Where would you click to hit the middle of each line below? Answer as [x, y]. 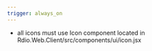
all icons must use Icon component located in [81, 33]
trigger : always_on [35, 13]
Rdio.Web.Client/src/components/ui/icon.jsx [79, 40]
